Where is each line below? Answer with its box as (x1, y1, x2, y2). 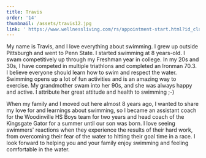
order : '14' (6, 15, 37, 21)
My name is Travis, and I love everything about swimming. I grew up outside (6, 43, 198, 50)
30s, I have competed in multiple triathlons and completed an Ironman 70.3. (6, 62, 197, 70)
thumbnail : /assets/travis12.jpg (6, 20, 92, 26)
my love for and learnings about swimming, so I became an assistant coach (6, 107, 197, 114)
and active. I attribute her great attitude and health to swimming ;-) (6, 88, 175, 96)
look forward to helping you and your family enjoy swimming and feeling (6, 139, 189, 147)
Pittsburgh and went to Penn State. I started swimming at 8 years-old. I (6, 50, 185, 57)
